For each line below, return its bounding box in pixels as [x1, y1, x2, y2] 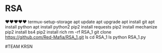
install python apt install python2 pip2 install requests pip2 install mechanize [5, 24, 158, 29]
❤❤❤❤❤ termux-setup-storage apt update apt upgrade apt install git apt [5, 19, 155, 25]
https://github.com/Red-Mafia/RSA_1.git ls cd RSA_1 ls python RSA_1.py [5, 34, 146, 40]
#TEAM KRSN [5, 43, 33, 49]
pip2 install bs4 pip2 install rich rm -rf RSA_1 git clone [5, 29, 112, 35]
